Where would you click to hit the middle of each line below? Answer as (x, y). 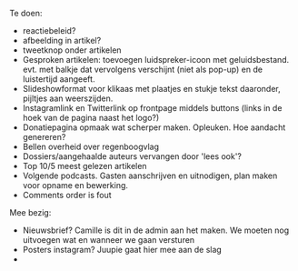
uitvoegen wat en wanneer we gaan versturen (109, 240)
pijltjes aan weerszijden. (68, 98)
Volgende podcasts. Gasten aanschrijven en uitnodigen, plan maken (150, 176)
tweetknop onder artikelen (72, 50)
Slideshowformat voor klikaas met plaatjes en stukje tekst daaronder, (152, 89)
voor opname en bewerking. (75, 185)
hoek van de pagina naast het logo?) (91, 118)
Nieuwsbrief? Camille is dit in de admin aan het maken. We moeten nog (156, 230)
